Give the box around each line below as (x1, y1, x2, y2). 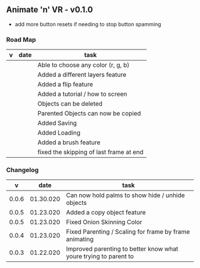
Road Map (6, 35, 36, 43)
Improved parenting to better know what (65, 245, 179, 253)
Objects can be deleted (37, 99, 103, 108)
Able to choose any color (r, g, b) (37, 61, 130, 69)
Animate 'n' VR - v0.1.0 (6, 5, 93, 15)
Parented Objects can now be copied (37, 110, 141, 118)
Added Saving (37, 119, 77, 127)
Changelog (6, 166, 39, 174)
